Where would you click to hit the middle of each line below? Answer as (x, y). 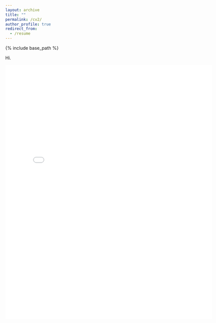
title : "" (16, 15)
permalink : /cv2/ (24, 19)
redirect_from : (21, 29)
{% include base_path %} (32, 48)
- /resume (20, 34)
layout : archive (22, 10)
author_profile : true (28, 24)
